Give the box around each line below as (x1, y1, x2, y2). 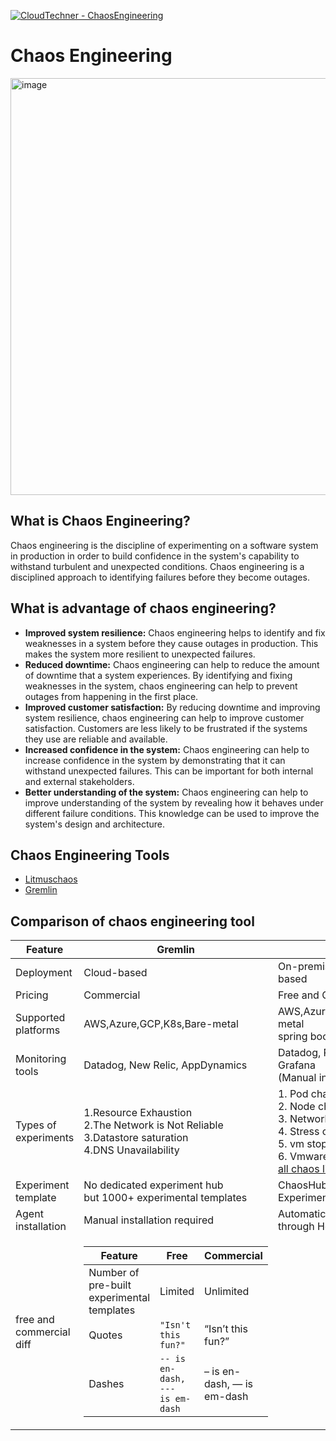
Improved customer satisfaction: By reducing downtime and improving (24, 701, 321, 713)
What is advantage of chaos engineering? (10, 600, 277, 617)
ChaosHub (277, 1178, 328, 1192)
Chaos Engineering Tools (10, 846, 170, 864)
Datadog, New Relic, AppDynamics (83, 1058, 248, 1072)
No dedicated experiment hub (83, 1178, 224, 1192)
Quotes (88, 1328, 123, 1342)
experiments (15, 1131, 75, 1145)
